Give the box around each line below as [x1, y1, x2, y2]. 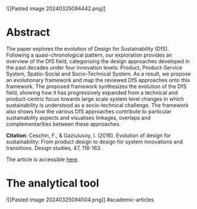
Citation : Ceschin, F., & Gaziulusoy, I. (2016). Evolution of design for [6, 132, 171, 139]
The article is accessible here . [6, 156, 79, 163]
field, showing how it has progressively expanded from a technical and [6, 89, 178, 96]
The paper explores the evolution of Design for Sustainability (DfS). [6, 45, 169, 52]
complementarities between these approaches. [6, 120, 121, 128]
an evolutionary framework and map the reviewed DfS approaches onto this [6, 76, 191, 83]
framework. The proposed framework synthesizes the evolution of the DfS [6, 83, 187, 90]
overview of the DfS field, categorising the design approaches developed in [6, 57, 190, 64]
